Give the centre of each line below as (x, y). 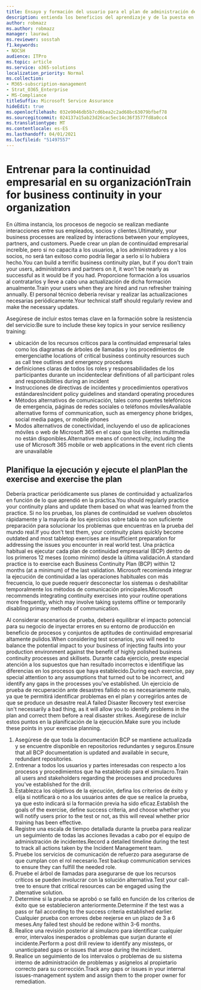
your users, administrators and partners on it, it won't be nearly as (88, 269)
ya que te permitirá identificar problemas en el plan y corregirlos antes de (97, 696)
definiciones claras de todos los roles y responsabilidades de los (95, 368)
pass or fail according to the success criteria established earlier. (94, 912)
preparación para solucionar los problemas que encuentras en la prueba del (100, 525)
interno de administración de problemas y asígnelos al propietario (96, 962)
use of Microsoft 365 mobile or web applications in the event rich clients (104, 444)
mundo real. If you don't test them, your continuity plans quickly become (95, 532)
